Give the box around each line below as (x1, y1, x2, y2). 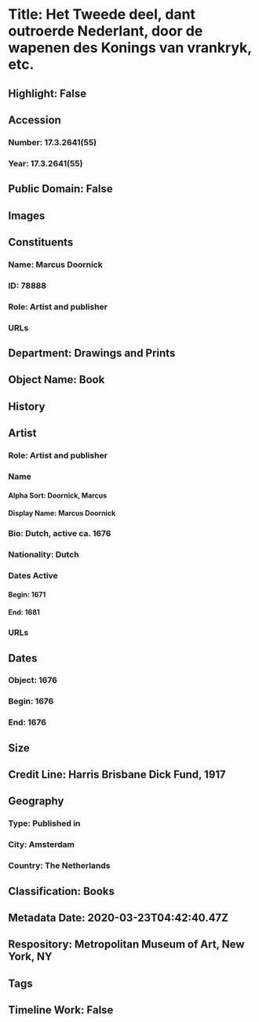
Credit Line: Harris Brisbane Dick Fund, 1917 (8, 768, 226, 782)
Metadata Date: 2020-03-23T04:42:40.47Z (8, 911, 229, 925)
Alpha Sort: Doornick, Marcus (8, 491, 108, 500)
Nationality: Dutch (8, 549, 80, 560)
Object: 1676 (8, 675, 57, 686)
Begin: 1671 (8, 589, 46, 599)
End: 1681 (8, 608, 41, 617)
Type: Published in (8, 818, 81, 829)
